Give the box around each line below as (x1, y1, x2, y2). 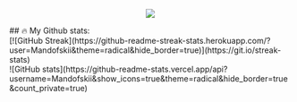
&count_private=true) (9, 83, 88, 93)
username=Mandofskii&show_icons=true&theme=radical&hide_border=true (9, 73, 288, 84)
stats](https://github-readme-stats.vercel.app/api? (41, 64, 228, 74)
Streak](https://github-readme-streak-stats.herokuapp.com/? (44, 36, 271, 46)
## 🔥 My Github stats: (9, 25, 90, 36)
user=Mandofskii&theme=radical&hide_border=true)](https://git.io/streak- (9, 45, 282, 55)
